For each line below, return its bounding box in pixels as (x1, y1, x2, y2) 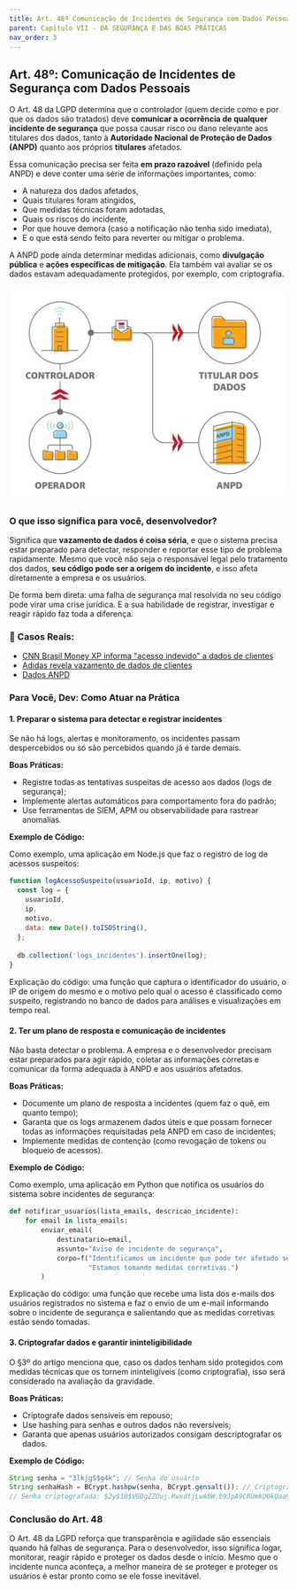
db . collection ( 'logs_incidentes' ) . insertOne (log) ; (17, 951, 208, 960)
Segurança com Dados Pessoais (9, 81, 191, 96)
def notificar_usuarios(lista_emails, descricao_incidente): (9, 1207, 240, 1216)
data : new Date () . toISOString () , (25, 923, 148, 932)
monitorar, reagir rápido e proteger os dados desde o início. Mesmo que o (9, 1552, 278, 1563)
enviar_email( (41, 1226, 93, 1235)
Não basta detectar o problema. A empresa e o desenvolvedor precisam (9, 1045, 272, 1056)
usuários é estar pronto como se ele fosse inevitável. (9, 1571, 202, 1581)
